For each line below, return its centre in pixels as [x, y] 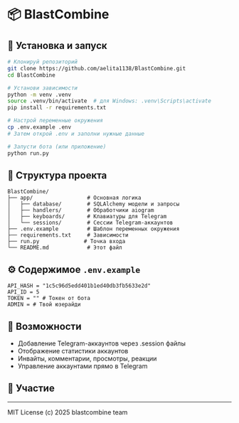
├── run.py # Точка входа [67, 242]
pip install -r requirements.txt [57, 108]
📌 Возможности [44, 326]
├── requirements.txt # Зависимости [68, 235]
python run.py [28, 153]
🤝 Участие [31, 389]
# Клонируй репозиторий [43, 62]
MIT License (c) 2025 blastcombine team [68, 412]
